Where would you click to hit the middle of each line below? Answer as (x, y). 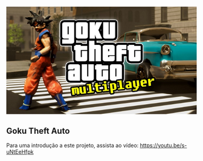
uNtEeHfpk (20, 152)
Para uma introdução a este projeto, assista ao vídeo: (72, 145)
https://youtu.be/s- (163, 145)
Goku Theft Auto (38, 131)
